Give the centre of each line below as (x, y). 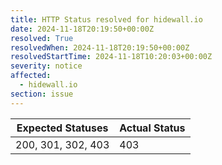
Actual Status (152, 128)
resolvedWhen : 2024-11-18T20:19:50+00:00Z (100, 47)
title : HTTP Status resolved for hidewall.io (106, 19)
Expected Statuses (62, 128)
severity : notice (46, 66)
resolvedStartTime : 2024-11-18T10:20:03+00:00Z (111, 57)
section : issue (42, 94)
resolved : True (42, 38)
